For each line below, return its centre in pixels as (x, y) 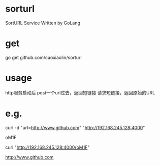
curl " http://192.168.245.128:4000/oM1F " (47, 147)
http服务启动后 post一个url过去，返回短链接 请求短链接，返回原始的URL (80, 92)
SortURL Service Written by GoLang (43, 23)
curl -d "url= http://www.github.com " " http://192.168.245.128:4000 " (75, 127)
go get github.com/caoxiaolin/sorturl (44, 57)
